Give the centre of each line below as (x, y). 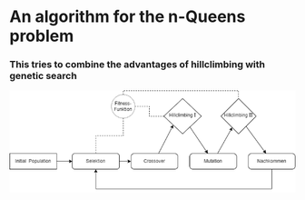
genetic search (43, 76)
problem (42, 36)
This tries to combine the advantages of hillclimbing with (138, 65)
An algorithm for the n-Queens (128, 17)
